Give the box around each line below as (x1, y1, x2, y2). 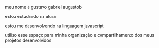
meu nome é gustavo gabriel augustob (5, 4, 82, 10)
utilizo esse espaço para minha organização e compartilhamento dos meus (5, 32, 155, 38)
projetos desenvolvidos (5, 37, 52, 43)
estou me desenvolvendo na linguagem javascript (5, 23, 104, 29)
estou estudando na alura (5, 14, 56, 19)
